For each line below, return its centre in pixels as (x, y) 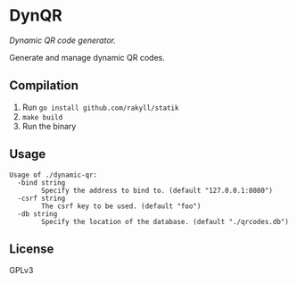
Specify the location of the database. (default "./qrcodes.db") (165, 221)
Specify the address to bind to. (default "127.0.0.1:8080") (157, 190)
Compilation (44, 86)
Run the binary (49, 126)
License (32, 249)
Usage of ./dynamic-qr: (54, 175)
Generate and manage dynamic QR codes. (87, 57)
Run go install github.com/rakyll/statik (100, 107)
